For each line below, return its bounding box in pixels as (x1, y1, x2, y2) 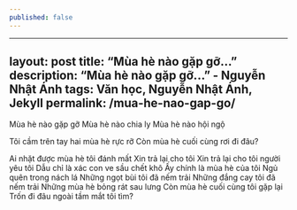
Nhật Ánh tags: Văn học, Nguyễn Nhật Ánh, (9, 82, 253, 97)
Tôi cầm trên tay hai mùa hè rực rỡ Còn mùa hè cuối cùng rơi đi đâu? (9, 136, 259, 147)
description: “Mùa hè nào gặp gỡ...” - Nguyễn (9, 68, 266, 83)
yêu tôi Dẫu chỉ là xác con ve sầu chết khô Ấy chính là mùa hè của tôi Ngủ (9, 163, 278, 174)
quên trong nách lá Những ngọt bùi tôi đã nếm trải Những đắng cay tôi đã (9, 172, 276, 183)
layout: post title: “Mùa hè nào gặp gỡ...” (9, 54, 238, 69)
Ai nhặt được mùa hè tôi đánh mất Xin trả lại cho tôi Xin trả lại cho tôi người (9, 153, 281, 164)
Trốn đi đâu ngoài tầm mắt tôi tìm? (9, 191, 134, 202)
